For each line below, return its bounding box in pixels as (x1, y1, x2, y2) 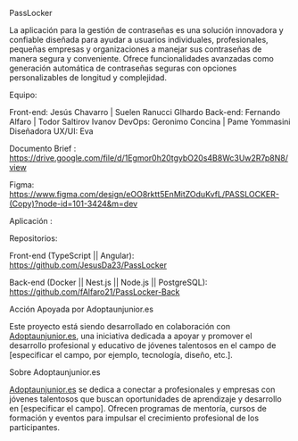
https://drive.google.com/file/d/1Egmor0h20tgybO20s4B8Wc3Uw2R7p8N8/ (9, 153, 288, 163)
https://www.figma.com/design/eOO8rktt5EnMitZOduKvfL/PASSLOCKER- (9, 189, 279, 199)
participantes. (9, 422, 61, 432)
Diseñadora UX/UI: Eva (9, 126, 94, 137)
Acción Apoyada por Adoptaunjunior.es (9, 304, 154, 314)
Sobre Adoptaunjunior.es (9, 367, 101, 378)
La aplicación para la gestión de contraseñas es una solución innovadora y (9, 25, 284, 35)
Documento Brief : (9, 143, 77, 154)
